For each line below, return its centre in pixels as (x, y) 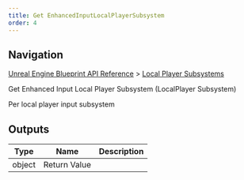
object (24, 165)
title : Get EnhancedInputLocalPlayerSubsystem (86, 15)
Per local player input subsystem (61, 104)
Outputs (29, 129)
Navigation (36, 55)
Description (121, 152)
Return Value (67, 165)
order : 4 (23, 23)
